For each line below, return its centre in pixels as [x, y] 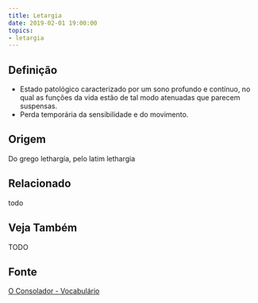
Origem [27, 140]
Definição [33, 70]
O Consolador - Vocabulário [54, 291]
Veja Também [43, 228]
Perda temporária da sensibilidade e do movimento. [104, 115]
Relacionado [40, 184]
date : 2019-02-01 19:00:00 [53, 23]
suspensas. [39, 106]
